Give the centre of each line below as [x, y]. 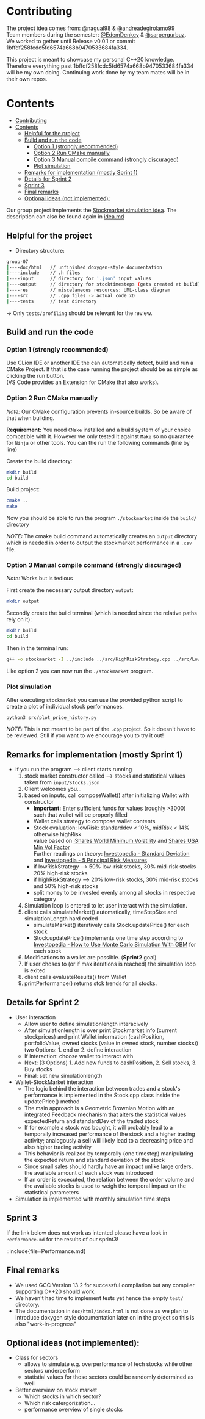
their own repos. [27, 79]
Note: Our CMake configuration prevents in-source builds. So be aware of [99, 411]
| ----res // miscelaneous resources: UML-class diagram [88, 290]
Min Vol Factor [52, 847]
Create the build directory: [39, 461]
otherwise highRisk [57, 834]
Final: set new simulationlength [63, 1075]
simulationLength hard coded [61, 919]
